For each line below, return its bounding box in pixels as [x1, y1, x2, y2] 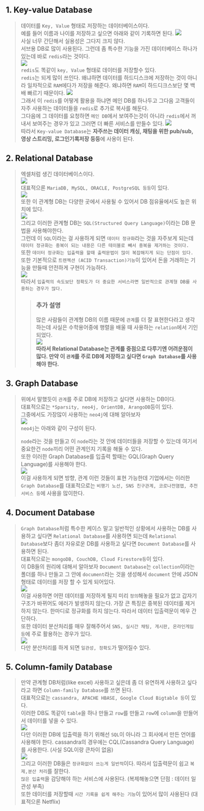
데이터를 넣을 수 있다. [27, 717, 78, 724]
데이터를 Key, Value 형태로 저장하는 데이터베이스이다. [20, 21, 150, 29]
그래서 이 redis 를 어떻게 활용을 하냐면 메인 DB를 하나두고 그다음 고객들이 [20, 97, 195, 104]
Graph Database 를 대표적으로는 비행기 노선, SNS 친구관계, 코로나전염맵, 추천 [20, 481, 198, 489]
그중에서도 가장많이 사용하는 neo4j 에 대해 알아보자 [20, 410, 141, 418]
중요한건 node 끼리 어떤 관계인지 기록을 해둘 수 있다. [20, 445, 143, 452]
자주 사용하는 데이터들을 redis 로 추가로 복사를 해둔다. [20, 104, 149, 112]
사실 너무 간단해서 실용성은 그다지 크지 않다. [20, 37, 126, 45]
